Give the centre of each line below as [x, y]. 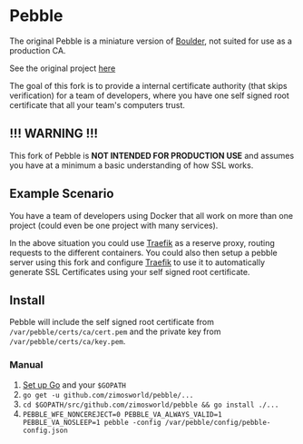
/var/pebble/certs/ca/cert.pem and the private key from [115, 331]
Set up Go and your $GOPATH [74, 385]
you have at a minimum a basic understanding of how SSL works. [132, 165]
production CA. [38, 50]
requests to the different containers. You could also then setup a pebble [144, 252]
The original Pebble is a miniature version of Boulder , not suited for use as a [151, 41]
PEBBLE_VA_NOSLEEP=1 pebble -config [92, 422]
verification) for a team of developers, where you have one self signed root [150, 95]
